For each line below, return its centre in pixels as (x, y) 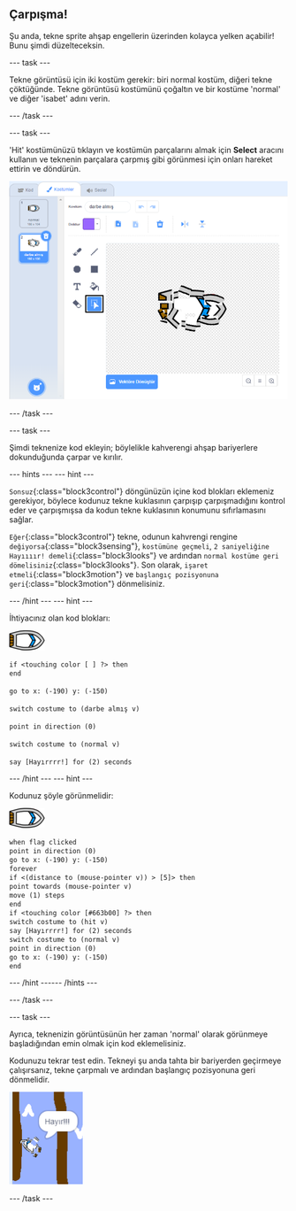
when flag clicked (43, 843)
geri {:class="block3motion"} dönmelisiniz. (87, 584)
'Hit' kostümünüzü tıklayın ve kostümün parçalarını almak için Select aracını (147, 150)
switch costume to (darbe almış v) (75, 709)
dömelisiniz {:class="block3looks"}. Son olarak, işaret (109, 565)
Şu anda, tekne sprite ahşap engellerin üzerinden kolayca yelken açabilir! (142, 35)
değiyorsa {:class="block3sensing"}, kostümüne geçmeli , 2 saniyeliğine (139, 546)
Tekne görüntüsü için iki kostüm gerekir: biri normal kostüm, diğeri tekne (141, 80)
